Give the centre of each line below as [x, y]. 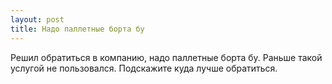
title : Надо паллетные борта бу [77, 29]
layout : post [37, 19]
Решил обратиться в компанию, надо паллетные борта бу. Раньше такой [166, 57]
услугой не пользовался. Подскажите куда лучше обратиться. [144, 68]
